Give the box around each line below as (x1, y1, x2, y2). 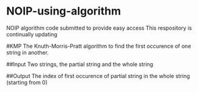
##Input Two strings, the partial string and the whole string (6, 61, 154, 68)
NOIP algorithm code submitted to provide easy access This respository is (6, 24, 193, 31)
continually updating (6, 30, 58, 38)
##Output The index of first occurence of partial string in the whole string (6, 72, 190, 79)
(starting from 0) (6, 79, 48, 86)
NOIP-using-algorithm (6, 4, 121, 18)
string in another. (6, 48, 49, 56)
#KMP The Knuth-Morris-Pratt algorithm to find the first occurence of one (6, 42, 191, 50)
